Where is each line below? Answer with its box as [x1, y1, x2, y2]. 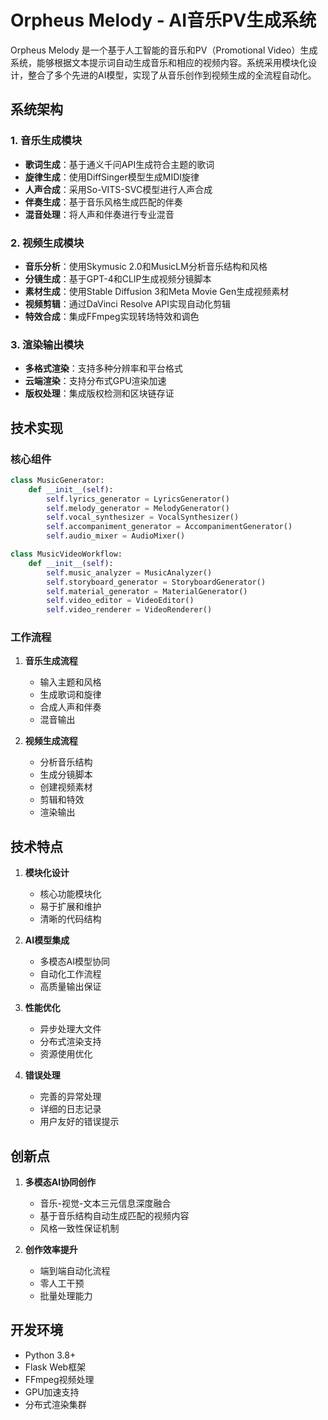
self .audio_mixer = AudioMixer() [46, 531, 186, 541]
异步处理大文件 [39, 1023, 102, 1035]
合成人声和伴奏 [39, 701, 102, 713]
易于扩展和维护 [39, 901, 102, 913]
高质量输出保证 [39, 981, 102, 993]
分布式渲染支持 [39, 1036, 102, 1048]
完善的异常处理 [39, 1091, 102, 1103]
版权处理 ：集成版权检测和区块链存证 [24, 387, 175, 400]
